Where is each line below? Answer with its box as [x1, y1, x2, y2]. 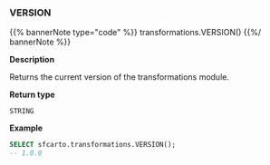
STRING [9, 107, 34, 116]
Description [9, 54, 55, 65]
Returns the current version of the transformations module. [9, 72, 229, 82]
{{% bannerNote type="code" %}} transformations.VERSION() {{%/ [9, 27, 262, 38]
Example [9, 122, 43, 133]
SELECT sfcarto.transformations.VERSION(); [9, 141, 177, 150]
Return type [9, 89, 56, 101]
